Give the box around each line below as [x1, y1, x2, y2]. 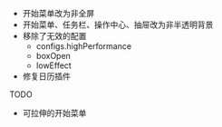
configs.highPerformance [35, 41, 132, 52]
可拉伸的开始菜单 [22, 108, 87, 118]
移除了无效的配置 [22, 31, 87, 41]
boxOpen [35, 51, 71, 61]
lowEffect [35, 60, 72, 71]
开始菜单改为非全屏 [22, 8, 95, 18]
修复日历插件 [22, 71, 71, 82]
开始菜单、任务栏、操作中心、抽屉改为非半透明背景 [22, 19, 214, 30]
